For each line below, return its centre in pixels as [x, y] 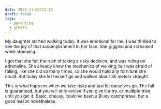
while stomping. [21, 52]
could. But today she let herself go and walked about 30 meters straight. [77, 77]
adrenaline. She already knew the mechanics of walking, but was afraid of [79, 66]
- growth [18, 28]
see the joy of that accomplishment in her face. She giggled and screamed [79, 47]
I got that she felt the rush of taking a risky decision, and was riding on [75, 61]
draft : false [18, 14]
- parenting [22, 23]
